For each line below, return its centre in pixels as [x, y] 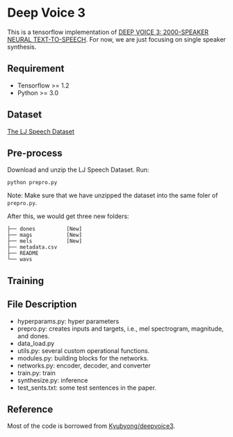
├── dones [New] [45, 229]
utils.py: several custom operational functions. [83, 351]
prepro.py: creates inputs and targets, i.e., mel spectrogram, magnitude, [120, 329]
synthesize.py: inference [53, 380]
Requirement [36, 68]
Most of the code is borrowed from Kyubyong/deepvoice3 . [91, 426]
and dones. [33, 336]
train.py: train [36, 372]
